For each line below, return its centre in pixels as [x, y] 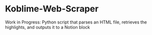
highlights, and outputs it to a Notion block [47, 27]
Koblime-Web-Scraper [52, 9]
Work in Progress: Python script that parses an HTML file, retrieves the [76, 22]
